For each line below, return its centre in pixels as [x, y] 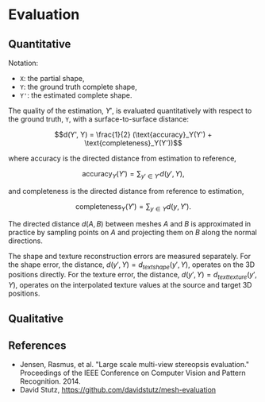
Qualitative [36, 318]
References [37, 345]
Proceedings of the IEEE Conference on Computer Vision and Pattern [132, 373]
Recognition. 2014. [50, 381]
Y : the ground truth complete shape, [78, 87]
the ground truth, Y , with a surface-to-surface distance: [98, 119]
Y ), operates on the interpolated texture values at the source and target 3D [130, 285]
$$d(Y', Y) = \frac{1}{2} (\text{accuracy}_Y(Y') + [133, 134]
